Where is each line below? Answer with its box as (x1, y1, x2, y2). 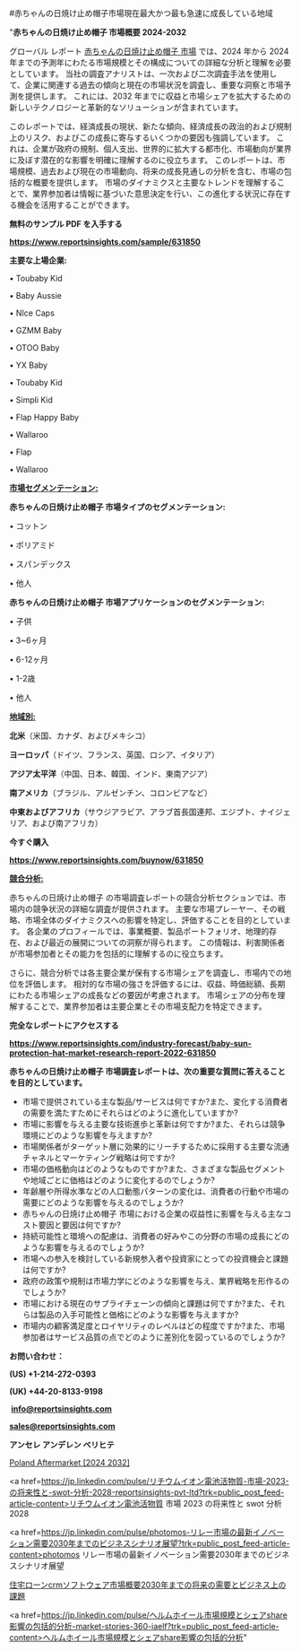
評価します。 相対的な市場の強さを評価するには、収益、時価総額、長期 (24, 978, 286, 989)
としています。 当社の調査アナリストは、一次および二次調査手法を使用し (9, 68, 278, 79)
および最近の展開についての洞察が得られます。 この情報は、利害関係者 (24, 937, 286, 948)
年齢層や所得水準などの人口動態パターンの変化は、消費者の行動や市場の (21, 1186, 289, 1196)
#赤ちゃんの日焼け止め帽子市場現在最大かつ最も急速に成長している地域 (9, 8, 273, 18)
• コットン (9, 521, 47, 531)
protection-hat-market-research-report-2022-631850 (9, 1047, 217, 1058)
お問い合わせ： (9, 1351, 64, 1361)
